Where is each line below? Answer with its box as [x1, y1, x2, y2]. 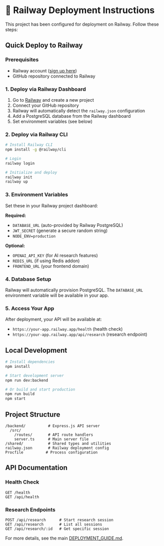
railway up [5, 179, 28, 184]
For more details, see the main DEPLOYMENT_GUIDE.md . [5, 535, 124, 541]
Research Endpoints [5, 506, 56, 513]
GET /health [5, 490, 30, 495]
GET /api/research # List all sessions [5, 522, 102, 527]
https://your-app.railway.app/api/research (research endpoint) [12, 332, 147, 338]
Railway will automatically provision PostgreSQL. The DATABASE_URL [5, 287, 143, 293]
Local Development [5, 346, 67, 354]
